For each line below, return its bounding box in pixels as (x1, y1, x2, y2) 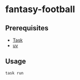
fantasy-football (5, 4, 75, 15)
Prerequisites (5, 24, 49, 32)
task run (5, 70, 24, 75)
